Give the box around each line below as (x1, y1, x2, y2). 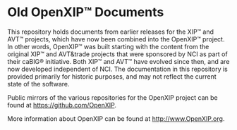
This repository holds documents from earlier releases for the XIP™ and (7, 27, 214, 36)
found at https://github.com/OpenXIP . (7, 100, 117, 109)
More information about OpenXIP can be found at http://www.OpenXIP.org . (7, 114, 225, 123)
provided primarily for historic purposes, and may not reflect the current (7, 72, 217, 81)
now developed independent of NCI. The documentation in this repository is (7, 65, 228, 73)
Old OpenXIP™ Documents (7, 4, 164, 20)
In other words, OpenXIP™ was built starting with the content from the (7, 42, 209, 51)
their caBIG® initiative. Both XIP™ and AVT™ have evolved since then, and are (7, 57, 230, 65)
